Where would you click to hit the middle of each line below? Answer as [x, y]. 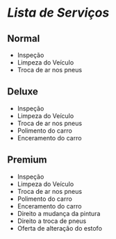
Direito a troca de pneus [52, 221]
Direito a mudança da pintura [59, 213]
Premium [27, 160]
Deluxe [23, 92]
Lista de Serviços [58, 13]
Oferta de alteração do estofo [60, 228]
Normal [24, 39]
